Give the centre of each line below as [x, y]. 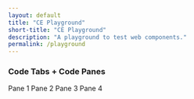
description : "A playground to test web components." [98, 37]
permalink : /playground [47, 44]
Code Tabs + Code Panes [57, 72]
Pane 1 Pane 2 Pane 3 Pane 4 [56, 88]
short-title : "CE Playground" [57, 30]
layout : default [34, 15]
